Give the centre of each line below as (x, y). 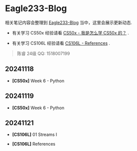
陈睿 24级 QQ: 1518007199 (43, 53)
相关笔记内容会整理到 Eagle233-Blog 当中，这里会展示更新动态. (69, 22)
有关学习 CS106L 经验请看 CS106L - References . (61, 43)
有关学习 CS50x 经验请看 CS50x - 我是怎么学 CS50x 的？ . (70, 33)
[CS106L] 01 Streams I (34, 134)
